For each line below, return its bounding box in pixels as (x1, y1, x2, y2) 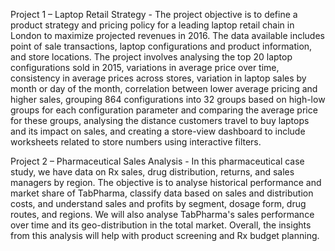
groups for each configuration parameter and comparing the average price (10, 104, 318, 116)
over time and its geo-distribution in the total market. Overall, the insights (10, 219, 312, 231)
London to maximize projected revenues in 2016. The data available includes (10, 30, 325, 41)
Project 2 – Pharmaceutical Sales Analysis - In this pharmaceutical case (10, 155, 305, 167)
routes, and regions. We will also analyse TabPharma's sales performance (10, 209, 315, 220)
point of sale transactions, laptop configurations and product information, (10, 40, 313, 52)
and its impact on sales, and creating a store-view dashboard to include (10, 125, 306, 137)
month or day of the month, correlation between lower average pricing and (10, 83, 318, 94)
